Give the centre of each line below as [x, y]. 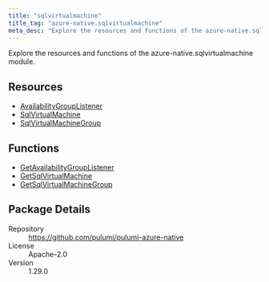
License [21, 245]
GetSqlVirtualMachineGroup [66, 184]
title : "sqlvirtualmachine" [55, 16]
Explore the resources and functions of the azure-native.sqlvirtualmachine [131, 54]
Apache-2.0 [48, 254]
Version [21, 262]
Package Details [49, 210]
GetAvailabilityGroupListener [67, 167]
